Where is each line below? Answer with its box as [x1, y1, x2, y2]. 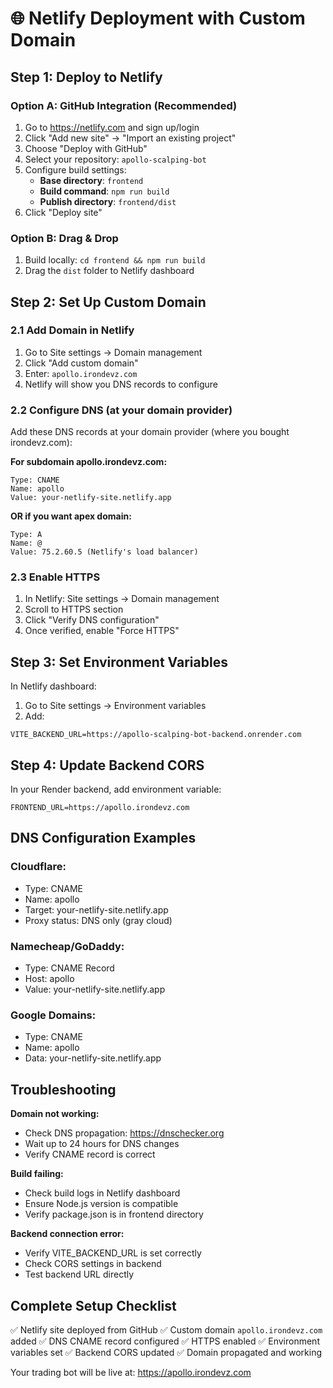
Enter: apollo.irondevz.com [24, 367, 138, 379]
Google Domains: [10, 1008, 97, 1022]
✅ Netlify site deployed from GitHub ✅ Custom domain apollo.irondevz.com [10, 1323, 323, 1336]
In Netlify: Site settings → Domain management [24, 593, 220, 605]
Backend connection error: [10, 1228, 125, 1240]
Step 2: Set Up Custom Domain [10, 293, 207, 311]
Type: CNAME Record [24, 962, 115, 974]
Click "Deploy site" [24, 206, 103, 218]
